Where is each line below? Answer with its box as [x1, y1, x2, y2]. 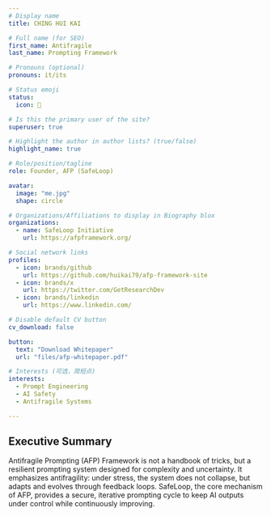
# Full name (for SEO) [8, 34, 85, 42]
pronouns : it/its [8, 71, 67, 79]
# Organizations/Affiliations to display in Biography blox [8, 211, 216, 219]
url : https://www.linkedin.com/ [23, 301, 132, 310]
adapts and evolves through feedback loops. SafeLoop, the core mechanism [8, 482, 263, 492]
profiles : [8, 256, 42, 264]
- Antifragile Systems [15, 397, 92, 405]
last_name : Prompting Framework [8, 49, 117, 57]
